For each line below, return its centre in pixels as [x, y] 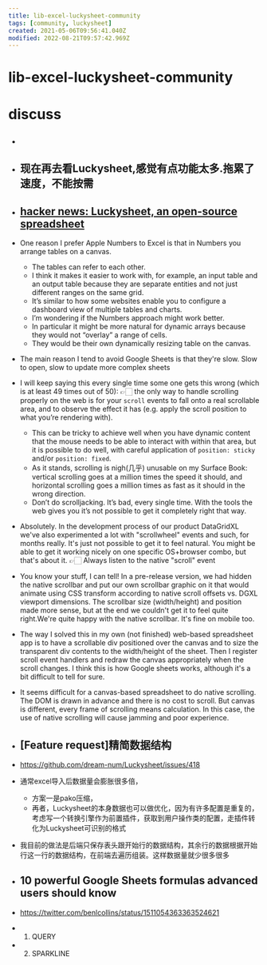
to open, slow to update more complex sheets [95, 368]
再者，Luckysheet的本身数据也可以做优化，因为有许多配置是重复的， [145, 808]
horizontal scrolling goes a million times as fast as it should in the [138, 485]
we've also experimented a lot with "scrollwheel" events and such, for [134, 535]
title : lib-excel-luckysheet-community [75, 16]
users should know [68, 893]
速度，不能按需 [57, 183]
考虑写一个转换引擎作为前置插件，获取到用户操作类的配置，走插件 [140, 818]
